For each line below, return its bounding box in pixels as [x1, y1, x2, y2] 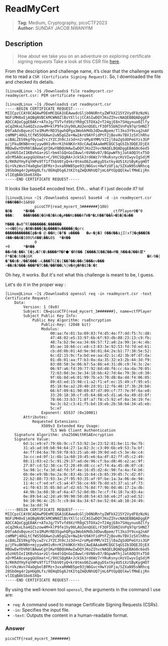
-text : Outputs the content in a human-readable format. [12, 612, 128, 618]
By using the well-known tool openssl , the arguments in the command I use [5, 586, 161, 592]
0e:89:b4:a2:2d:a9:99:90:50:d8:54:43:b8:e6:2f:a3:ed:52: [23, 494, 145, 499]
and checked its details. [5, 79, 54, 85]
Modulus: [41, 326, 59, 331]
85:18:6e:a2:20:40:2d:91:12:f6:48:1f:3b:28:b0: [50, 384, 152, 389]
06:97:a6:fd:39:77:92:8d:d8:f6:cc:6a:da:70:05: [50, 366, 152, 371]
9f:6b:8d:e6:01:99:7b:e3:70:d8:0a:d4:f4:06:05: [50, 375, 152, 380]
